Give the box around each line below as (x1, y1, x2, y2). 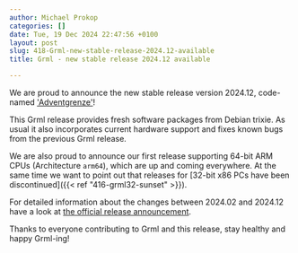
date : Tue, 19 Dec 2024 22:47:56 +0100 (9, 30, 159, 39)
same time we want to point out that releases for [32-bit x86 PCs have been (9, 170, 290, 180)
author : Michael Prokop (9, 13, 99, 22)
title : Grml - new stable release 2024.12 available (9, 55, 211, 64)
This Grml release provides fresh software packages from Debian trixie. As (9, 114, 285, 125)
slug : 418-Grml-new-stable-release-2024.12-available (9, 47, 215, 56)
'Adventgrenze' (37, 97, 93, 108)
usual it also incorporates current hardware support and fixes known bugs (9, 124, 284, 135)
